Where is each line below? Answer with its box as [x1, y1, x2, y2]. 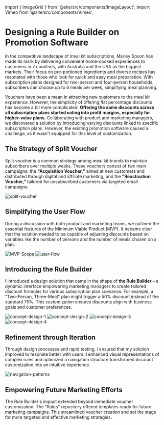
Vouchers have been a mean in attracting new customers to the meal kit [5, 94, 150, 100]
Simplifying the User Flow [5, 208, 86, 216]
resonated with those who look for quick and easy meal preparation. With [5, 74, 153, 80]
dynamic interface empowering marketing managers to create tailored [5, 283, 146, 289]
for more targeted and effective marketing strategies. [5, 414, 112, 420]
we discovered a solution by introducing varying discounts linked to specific [5, 120, 159, 126]
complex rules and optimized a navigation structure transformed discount [5, 357, 153, 363]
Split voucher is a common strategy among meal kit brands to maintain [5, 158, 148, 163]
